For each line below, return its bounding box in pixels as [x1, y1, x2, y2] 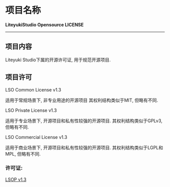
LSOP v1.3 [5, 176, 27, 182]
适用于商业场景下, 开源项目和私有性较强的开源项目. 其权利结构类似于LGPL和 [5, 145, 163, 151]
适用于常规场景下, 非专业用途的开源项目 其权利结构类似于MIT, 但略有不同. [5, 97, 158, 103]
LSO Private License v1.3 [5, 107, 57, 113]
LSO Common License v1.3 [5, 86, 62, 92]
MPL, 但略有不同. [5, 151, 41, 157]
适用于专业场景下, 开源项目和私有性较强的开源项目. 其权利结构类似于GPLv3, [5, 117, 163, 124]
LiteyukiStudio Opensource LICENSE [5, 21, 84, 28]
